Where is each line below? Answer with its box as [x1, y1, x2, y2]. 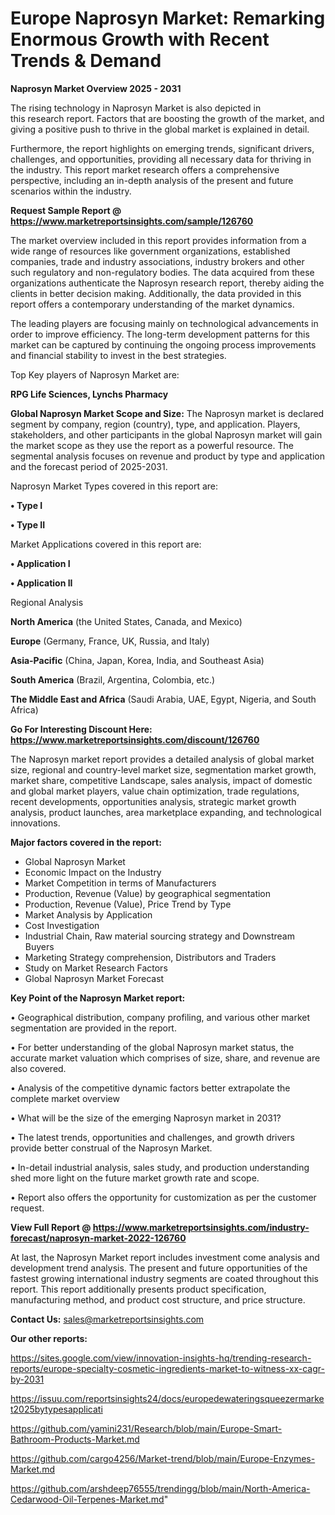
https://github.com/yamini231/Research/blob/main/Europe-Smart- [10, 1422, 283, 1434]
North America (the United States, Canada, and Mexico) [10, 615, 243, 627]
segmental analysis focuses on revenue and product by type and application [10, 450, 325, 462]
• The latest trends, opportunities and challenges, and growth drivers [10, 1131, 295, 1143]
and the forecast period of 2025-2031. [10, 460, 168, 472]
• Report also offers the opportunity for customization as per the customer [10, 1191, 317, 1203]
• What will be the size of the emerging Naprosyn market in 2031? [10, 1112, 282, 1124]
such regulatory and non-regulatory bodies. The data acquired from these [10, 266, 315, 278]
